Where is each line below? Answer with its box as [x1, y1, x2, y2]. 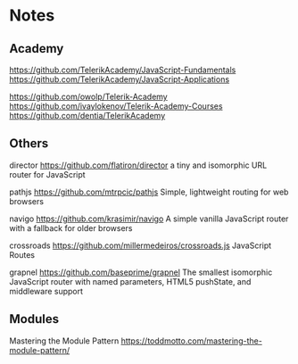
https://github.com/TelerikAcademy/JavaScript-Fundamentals [9, 64, 236, 75]
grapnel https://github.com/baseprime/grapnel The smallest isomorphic [9, 267, 273, 277]
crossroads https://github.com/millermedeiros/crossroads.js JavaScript [9, 240, 272, 251]
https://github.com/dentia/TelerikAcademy [9, 111, 166, 120]
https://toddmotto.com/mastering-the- [120, 335, 263, 346]
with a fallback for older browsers [9, 222, 133, 233]
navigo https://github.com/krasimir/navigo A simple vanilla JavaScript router [9, 213, 289, 224]
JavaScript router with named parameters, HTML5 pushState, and [9, 276, 252, 286]
